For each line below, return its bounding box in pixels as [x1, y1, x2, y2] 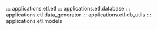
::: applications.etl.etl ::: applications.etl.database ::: [6, 5, 131, 12]
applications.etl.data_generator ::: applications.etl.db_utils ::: [6, 11, 152, 18]
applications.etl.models [6, 18, 63, 24]
